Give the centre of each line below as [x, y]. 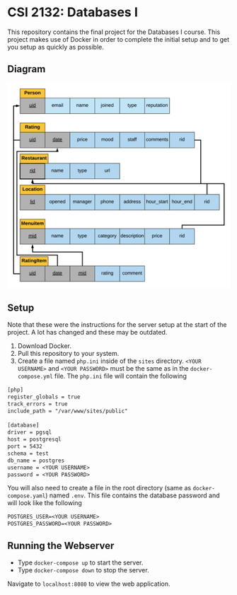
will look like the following [45, 503]
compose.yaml [27, 496]
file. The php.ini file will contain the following [121, 376]
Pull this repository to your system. [68, 354]
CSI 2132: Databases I [73, 12]
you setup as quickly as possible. [56, 47]
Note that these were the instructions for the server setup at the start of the [117, 325]
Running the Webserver [61, 545]
